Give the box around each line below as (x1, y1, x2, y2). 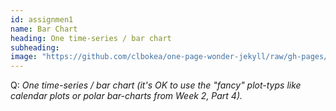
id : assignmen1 (10, 14, 74, 25)
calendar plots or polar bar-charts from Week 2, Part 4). (10, 90, 243, 102)
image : (10, 52, 38, 62)
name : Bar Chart (10, 24, 78, 34)
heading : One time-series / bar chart (10, 33, 172, 43)
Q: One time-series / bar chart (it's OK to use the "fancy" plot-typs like (10, 79, 302, 91)
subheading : (10, 42, 60, 53)
